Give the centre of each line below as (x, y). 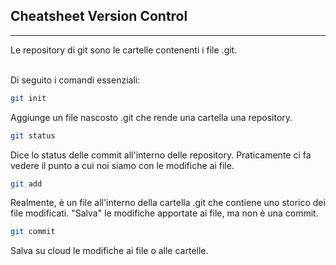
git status (33, 135)
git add (26, 184)
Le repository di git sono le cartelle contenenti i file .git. (124, 50)
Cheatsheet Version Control (99, 16)
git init (28, 98)
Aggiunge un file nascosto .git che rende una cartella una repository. (151, 117)
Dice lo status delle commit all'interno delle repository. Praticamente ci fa (161, 155)
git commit (33, 232)
